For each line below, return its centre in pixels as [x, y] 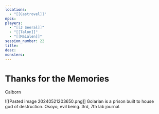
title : [12, 46]
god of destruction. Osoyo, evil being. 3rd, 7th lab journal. [63, 107]
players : [14, 23]
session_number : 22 [25, 41]
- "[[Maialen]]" [26, 37]
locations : [16, 9]
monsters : [15, 55]
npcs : [10, 18]
